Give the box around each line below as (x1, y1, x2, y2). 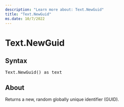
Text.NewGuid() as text (5, 69, 62, 75)
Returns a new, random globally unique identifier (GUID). (5, 96, 119, 103)
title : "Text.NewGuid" (5, 12, 51, 17)
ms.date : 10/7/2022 (5, 16, 45, 21)
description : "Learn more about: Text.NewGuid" (5, 7, 104, 12)
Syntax (5, 57, 27, 65)
